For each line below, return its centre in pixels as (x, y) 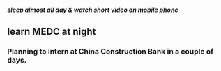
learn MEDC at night (52, 31)
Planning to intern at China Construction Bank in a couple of (110, 51)
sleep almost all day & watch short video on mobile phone (93, 10)
